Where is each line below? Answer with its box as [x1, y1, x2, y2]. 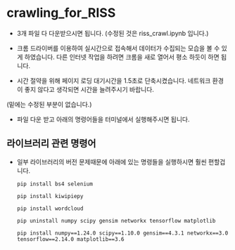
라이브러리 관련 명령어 [6, 138, 96, 150]
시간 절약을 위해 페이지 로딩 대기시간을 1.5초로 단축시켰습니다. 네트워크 [16, 76, 211, 85]
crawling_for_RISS [6, 5, 116, 21]
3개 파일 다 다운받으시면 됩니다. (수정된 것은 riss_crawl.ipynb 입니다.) [16, 29, 209, 37]
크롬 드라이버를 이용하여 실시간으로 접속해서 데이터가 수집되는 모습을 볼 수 [16, 44, 220, 52]
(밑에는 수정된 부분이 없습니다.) [6, 100, 92, 108]
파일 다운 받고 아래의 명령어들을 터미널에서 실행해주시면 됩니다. [16, 114, 191, 124]
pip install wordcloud [16, 205, 84, 212]
